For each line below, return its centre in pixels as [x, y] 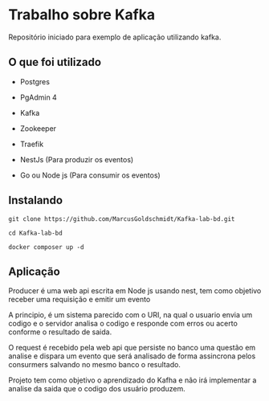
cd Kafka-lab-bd [35, 233]
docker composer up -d [46, 247]
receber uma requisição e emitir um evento [79, 300]
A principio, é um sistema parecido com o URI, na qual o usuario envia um [130, 315]
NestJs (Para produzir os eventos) [77, 159]
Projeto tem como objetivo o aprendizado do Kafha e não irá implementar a [132, 380]
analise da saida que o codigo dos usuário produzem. [97, 389]
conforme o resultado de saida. [60, 332]
